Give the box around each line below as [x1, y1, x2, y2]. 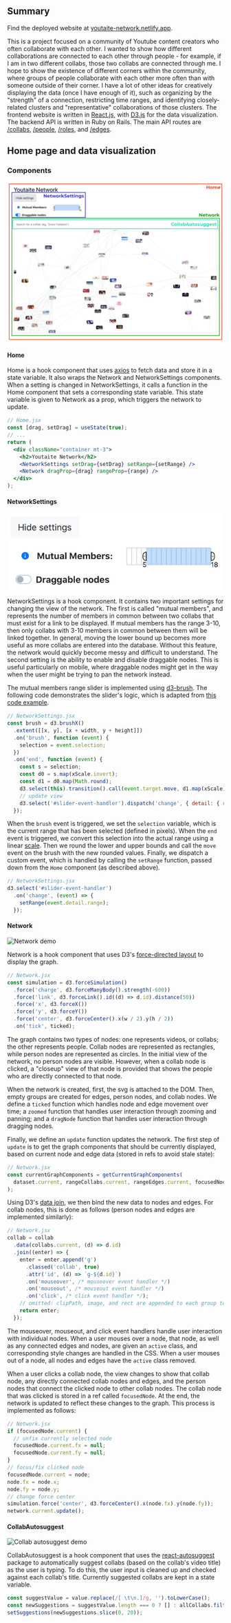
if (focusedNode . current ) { [7, 1427, 88, 1435]
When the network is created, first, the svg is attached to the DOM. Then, [7, 1085, 215, 1093]
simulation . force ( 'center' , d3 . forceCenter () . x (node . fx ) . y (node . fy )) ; [7, 1500, 214, 1507]
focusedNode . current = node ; [7, 1471, 91, 1478]
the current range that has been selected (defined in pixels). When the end [7, 827, 217, 835]
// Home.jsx [7, 417, 41, 424]
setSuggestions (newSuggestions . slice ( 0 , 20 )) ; [7, 1609, 143, 1616]
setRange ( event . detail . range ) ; [19, 900, 109, 907]
